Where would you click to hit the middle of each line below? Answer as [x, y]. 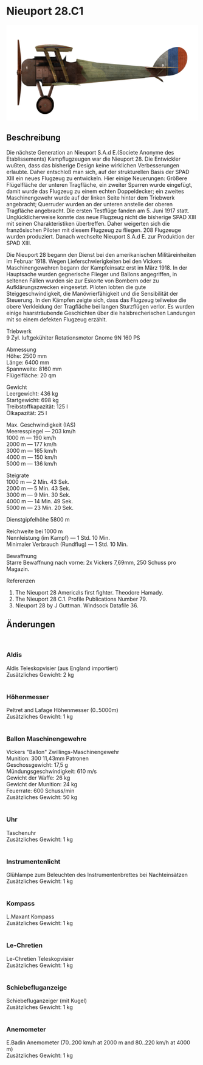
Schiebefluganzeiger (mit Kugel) [46, 1000]
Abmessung [21, 349]
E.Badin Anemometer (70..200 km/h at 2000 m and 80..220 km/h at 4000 [98, 1042]
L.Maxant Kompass [30, 917]
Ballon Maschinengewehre [46, 739]
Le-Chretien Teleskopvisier [40, 958]
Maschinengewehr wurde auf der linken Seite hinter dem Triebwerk [91, 197]
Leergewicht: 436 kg [32, 393]
